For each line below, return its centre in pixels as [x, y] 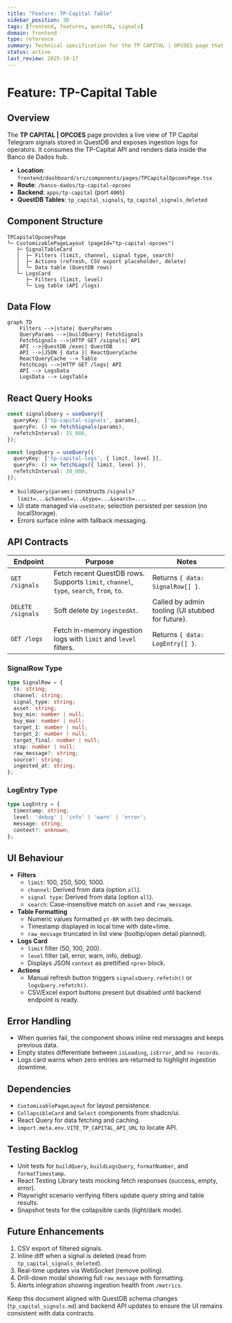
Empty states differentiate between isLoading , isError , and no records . [118, 1053]
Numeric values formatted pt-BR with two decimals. [100, 919]
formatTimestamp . [41, 1173]
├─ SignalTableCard [44, 249]
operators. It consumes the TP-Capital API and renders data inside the [107, 149]
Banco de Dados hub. [38, 157]
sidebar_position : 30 [38, 20]
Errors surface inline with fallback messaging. [82, 520]
